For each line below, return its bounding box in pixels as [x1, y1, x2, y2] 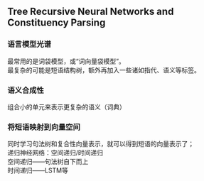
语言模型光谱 [7, 39, 52, 49]
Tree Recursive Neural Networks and [7, 6, 174, 18]
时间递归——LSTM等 [7, 166, 69, 175]
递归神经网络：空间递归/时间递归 [7, 148, 104, 157]
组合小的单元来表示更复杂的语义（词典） [7, 102, 126, 111]
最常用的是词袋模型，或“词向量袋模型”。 [7, 57, 126, 65]
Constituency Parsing [7, 17, 106, 29]
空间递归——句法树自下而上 [7, 158, 89, 166]
